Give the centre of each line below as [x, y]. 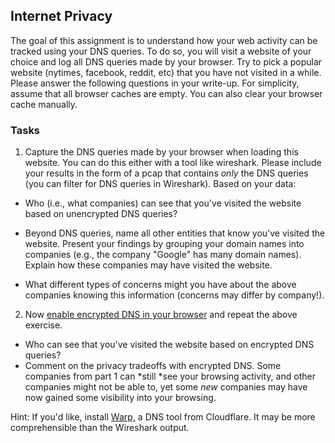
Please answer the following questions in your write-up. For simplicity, [155, 83]
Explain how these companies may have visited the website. [148, 265]
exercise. [43, 325]
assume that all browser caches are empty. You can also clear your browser [166, 93]
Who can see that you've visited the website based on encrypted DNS [169, 345]
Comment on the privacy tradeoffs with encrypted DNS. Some [153, 366]
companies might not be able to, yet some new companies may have [166, 387]
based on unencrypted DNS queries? [101, 214]
